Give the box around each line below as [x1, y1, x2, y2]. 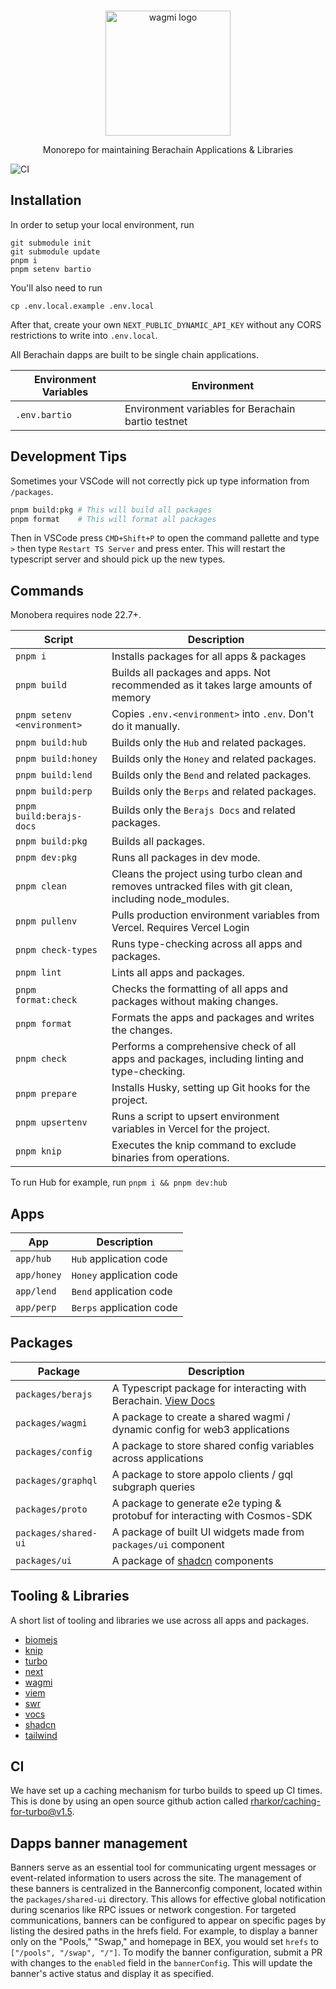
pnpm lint [15, 967, 62, 979]
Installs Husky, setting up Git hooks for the [111, 1081, 311, 1095]
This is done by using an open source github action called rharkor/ [10, 1795, 284, 1807]
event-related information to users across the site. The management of [10, 1872, 302, 1884]
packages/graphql [15, 1475, 98, 1486]
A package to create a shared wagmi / [111, 1410, 291, 1424]
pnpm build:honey [15, 753, 98, 765]
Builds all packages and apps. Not [111, 666, 272, 680]
